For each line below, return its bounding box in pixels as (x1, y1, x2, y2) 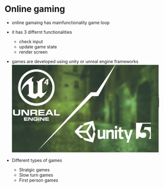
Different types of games (11, 158, 62, 164)
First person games (19, 177, 58, 183)
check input (19, 38, 43, 45)
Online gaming (4, 3, 66, 15)
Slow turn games (19, 172, 53, 178)
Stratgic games (19, 167, 50, 173)
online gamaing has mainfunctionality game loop (11, 20, 110, 25)
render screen (19, 49, 48, 55)
